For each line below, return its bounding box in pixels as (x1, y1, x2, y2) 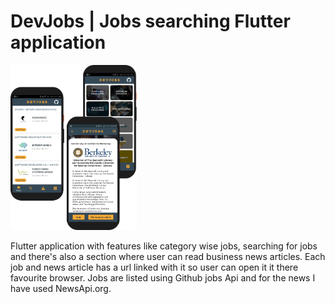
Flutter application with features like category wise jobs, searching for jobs (10, 240, 318, 252)
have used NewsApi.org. (10, 283, 112, 294)
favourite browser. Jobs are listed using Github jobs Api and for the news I (10, 272, 316, 284)
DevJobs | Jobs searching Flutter (10, 10, 291, 33)
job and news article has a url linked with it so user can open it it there (10, 261, 299, 273)
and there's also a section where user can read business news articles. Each (10, 251, 326, 262)
